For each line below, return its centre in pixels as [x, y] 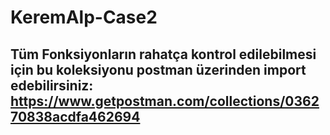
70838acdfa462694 [75, 116]
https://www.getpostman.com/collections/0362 [165, 101]
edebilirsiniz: [52, 85]
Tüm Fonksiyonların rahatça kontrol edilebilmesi [163, 54]
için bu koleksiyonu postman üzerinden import [158, 69]
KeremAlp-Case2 [84, 17]
